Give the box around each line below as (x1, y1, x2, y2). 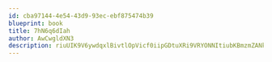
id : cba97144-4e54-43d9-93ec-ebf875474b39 (8, 11, 154, 20)
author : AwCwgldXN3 (8, 34, 74, 43)
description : (8, 42, 53, 50)
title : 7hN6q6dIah (8, 27, 70, 35)
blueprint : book (8, 19, 63, 27)
